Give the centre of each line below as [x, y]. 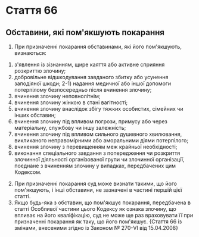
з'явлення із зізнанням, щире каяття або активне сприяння [89, 64]
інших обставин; [35, 115]
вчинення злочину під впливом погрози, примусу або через [91, 121]
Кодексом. [28, 172]
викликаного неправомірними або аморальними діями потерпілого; [101, 140]
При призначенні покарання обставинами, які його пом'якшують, [98, 46]
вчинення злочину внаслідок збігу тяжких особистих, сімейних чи [99, 109]
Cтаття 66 [32, 10]
